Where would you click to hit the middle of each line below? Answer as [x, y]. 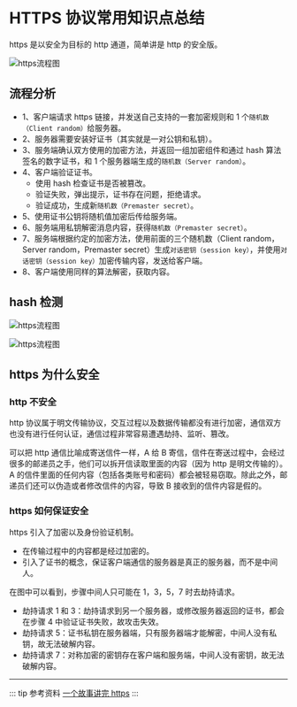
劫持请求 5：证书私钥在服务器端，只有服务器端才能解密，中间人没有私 [149, 633]
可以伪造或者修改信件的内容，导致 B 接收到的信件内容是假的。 [153, 486]
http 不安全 [33, 402]
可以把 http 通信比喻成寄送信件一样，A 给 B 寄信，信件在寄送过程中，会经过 [147, 453]
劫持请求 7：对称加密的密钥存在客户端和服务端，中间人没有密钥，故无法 [153, 655]
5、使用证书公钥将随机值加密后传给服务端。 [102, 216]
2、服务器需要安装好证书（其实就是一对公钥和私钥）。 [119, 139]
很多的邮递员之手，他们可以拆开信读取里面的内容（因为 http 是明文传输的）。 [148, 464]
